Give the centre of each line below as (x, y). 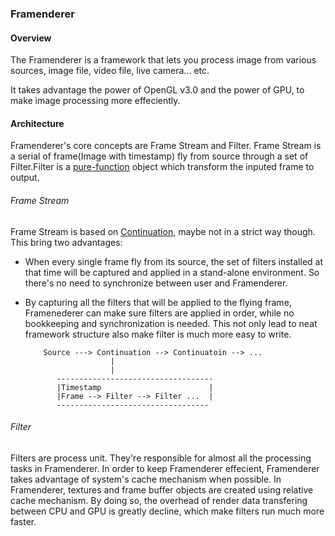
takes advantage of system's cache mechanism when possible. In (146, 479)
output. (25, 178)
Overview (31, 38)
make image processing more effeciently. (95, 101)
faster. (23, 521)
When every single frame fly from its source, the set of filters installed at (174, 261)
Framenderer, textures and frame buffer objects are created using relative (162, 489)
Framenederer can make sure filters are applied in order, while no (159, 313)
